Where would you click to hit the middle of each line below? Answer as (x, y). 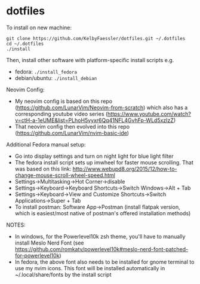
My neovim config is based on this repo (63, 101)
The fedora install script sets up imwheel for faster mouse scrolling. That (104, 162)
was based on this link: (43, 169)
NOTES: (16, 225)
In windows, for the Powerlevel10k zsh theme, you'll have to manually (100, 236)
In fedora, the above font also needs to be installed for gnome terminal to (104, 262)
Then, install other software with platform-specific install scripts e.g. (90, 60)
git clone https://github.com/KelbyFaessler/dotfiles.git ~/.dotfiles (96, 38)
